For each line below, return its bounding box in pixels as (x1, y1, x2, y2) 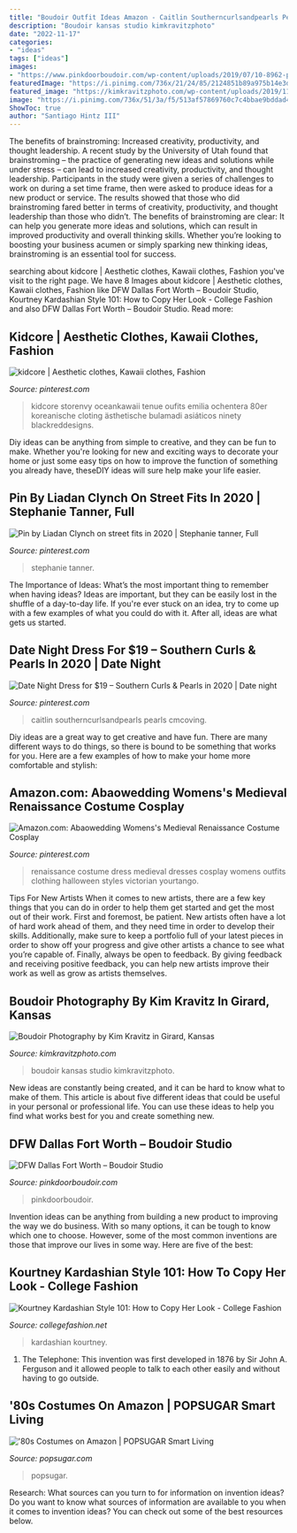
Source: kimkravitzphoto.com (9, 1048, 117, 1059)
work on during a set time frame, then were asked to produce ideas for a (9, 183, 274, 194)
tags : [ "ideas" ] (9, 54, 69, 63)
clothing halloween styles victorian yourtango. (30, 875, 199, 886)
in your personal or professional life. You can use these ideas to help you (9, 1101, 274, 1112)
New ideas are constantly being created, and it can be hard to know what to (9, 1082, 286, 1093)
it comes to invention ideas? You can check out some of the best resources (9, 1506, 284, 1516)
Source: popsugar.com (9, 1452, 93, 1463)
